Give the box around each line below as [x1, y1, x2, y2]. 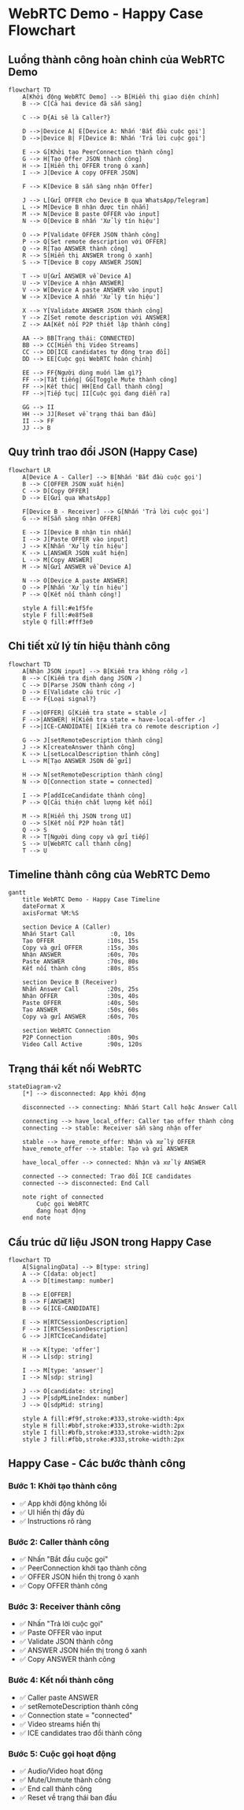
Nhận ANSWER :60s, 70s [22, 951, 139, 959]
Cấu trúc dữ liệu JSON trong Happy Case [8, 1235, 213, 1249]
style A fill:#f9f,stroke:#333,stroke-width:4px [22, 1415, 185, 1423]
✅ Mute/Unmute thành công [19, 1775, 112, 1784]
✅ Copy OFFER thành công [19, 1581, 108, 1591]
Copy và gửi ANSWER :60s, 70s [22, 1013, 139, 1021]
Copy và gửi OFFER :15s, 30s [22, 944, 139, 952]
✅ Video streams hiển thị [19, 1719, 101, 1729]
